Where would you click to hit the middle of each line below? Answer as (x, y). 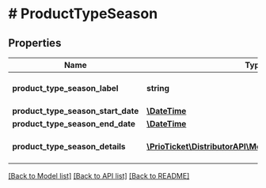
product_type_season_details (69, 147)
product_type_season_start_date (76, 111)
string (158, 88)
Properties (35, 43)
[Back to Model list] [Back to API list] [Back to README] (99, 176)
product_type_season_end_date (74, 124)
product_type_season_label (65, 88)
